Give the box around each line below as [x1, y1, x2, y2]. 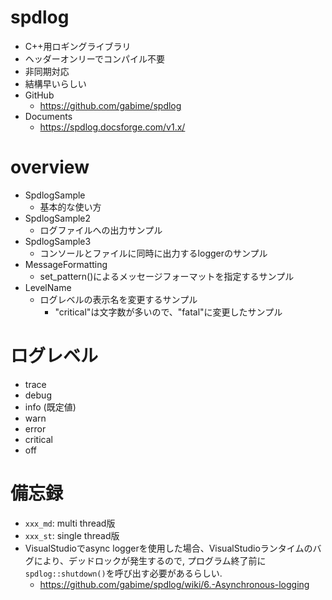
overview [10, 156, 90, 179]
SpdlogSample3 [24, 235, 92, 247]
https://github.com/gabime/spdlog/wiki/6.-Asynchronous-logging [39, 578, 310, 590]
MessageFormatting [24, 258, 108, 270]
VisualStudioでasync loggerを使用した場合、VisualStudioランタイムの [24, 542, 313, 554]
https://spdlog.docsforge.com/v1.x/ [39, 121, 186, 133]
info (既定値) [24, 401, 77, 413]
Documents [24, 110, 73, 122]
